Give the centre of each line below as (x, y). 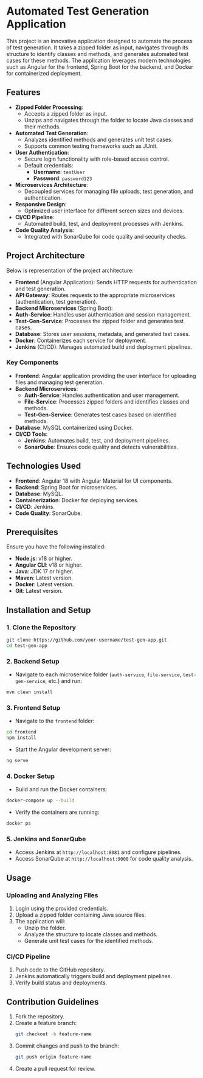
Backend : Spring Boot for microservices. (66, 487)
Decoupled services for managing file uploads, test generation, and (108, 191)
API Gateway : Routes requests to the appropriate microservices (95, 295)
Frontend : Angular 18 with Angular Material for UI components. (94, 481)
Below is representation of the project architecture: (70, 270)
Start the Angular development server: (63, 749)
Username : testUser (59, 172)
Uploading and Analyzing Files (52, 895)
